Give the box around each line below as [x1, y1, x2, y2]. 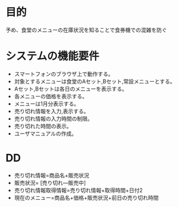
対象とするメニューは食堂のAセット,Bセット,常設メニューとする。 [14, 78, 176, 85]
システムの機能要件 [5, 50, 99, 63]
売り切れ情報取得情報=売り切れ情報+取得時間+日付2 [14, 186, 143, 194]
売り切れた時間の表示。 [14, 122, 72, 129]
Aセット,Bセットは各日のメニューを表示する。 [14, 85, 127, 92]
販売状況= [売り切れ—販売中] [14, 179, 86, 186]
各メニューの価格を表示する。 [14, 92, 88, 100]
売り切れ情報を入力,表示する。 [14, 107, 89, 115]
